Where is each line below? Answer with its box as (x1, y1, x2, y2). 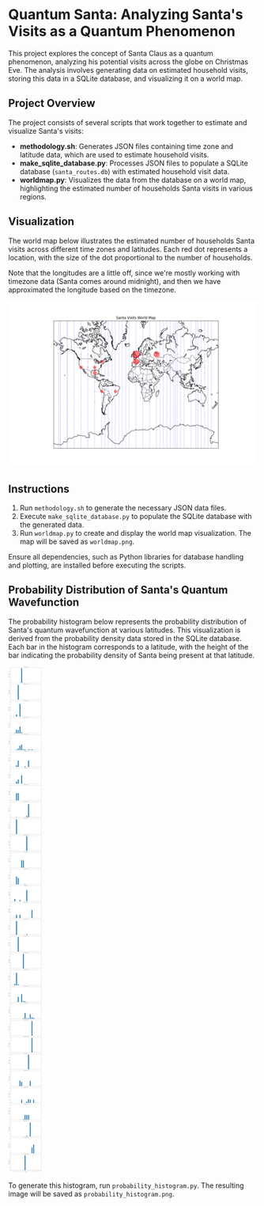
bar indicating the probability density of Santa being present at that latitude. (8, 650, 255, 660)
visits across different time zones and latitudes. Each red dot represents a (8, 244, 248, 254)
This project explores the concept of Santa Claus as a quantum (8, 48, 213, 58)
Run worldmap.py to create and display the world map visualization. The (19, 529, 251, 538)
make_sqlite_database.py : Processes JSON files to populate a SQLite (19, 158, 249, 168)
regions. (19, 192, 47, 201)
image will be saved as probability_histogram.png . (8, 1189, 175, 1198)
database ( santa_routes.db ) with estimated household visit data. (19, 166, 230, 176)
